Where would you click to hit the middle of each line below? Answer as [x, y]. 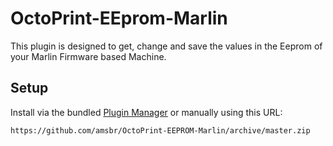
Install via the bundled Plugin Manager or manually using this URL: [146, 112]
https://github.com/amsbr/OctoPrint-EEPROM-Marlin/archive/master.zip [160, 130]
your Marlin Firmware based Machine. [88, 56]
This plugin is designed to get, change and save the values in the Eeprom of [166, 46]
